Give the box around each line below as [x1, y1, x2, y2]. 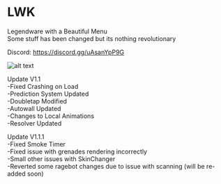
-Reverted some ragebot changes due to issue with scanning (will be [7, 162, 205, 170]
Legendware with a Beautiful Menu [7, 27, 108, 35]
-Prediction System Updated [7, 90, 89, 98]
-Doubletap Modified [7, 97, 68, 105]
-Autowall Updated [7, 104, 61, 112]
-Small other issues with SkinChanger [7, 154, 116, 163]
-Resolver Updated [7, 119, 62, 127]
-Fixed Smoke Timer [7, 140, 66, 148]
